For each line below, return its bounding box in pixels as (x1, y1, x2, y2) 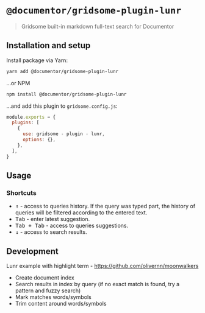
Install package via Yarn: (6, 57, 68, 64)
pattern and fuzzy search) (15, 287, 81, 294)
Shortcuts (6, 188, 37, 197)
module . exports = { (6, 114, 56, 120)
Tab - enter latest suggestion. (15, 216, 90, 223)
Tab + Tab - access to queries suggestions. (15, 222, 129, 230)
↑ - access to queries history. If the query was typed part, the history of (15, 203, 196, 210)
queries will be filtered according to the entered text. (15, 209, 148, 216)
